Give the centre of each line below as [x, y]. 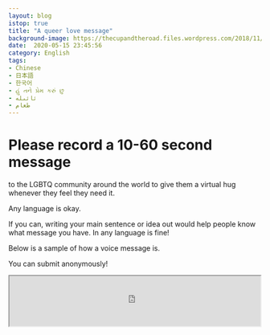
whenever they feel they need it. [61, 193]
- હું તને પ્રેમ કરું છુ [36, 90]
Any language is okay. [45, 209]
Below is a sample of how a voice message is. [84, 248]
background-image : [39, 38]
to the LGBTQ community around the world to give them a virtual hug [122, 185]
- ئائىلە [23, 98]
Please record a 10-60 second [110, 145]
